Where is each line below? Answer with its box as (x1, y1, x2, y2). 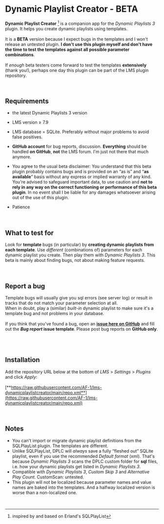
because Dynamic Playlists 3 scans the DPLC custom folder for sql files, (12, 458, 158, 464)
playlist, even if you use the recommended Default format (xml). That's (12, 453, 155, 459)
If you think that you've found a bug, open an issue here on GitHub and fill (5, 321, 155, 327)
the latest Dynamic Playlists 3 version (12, 110, 88, 116)
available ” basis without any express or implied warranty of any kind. (12, 174, 152, 180)
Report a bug (5, 282, 45, 290)
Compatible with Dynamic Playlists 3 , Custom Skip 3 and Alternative (12, 469, 150, 475)
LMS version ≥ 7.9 (12, 119, 49, 125)
